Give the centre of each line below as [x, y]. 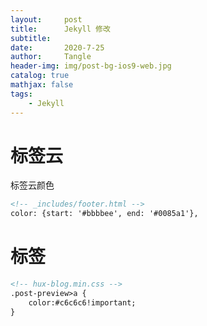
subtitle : [31, 38]
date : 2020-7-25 [57, 47]
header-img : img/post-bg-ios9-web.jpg [91, 66]
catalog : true [40, 76]
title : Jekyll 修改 [60, 29]
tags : [21, 94]
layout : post [46, 19]
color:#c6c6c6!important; [82, 302]
